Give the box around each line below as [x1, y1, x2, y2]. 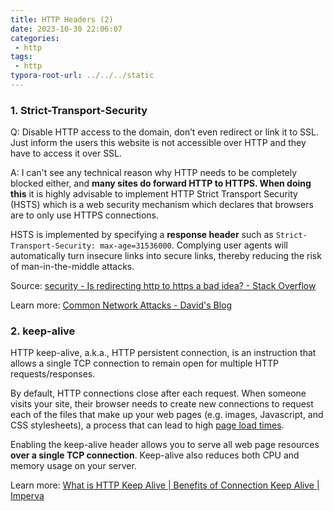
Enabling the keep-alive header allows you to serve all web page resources [10, 439, 320, 451]
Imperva [10, 490, 45, 502]
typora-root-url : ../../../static [10, 71, 155, 81]
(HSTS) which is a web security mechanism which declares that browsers [10, 199, 314, 211]
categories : [10, 33, 60, 43]
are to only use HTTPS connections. [10, 209, 159, 221]
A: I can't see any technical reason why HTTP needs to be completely [10, 167, 298, 179]
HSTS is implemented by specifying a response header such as [10, 229, 274, 241]
